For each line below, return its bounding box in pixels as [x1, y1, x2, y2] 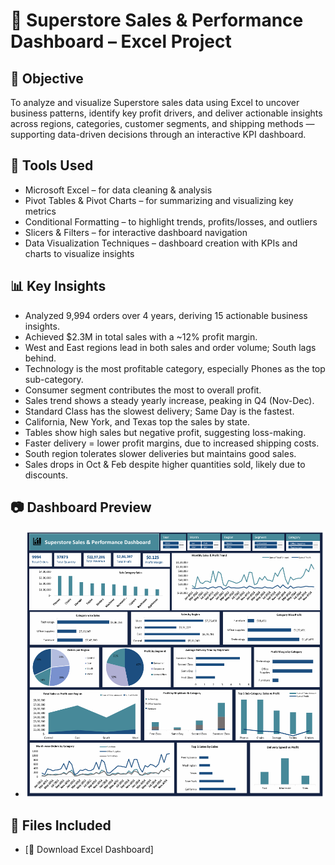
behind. [24, 352, 57, 364]
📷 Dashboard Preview [10, 499, 152, 516]
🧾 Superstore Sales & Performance [10, 9, 304, 32]
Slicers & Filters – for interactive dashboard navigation [24, 226, 248, 238]
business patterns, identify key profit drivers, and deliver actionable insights [10, 107, 323, 119]
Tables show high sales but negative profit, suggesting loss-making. [24, 426, 307, 438]
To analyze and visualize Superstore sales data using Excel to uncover [10, 97, 300, 108]
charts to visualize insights [24, 247, 135, 259]
